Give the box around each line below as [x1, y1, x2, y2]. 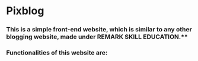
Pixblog [6, 4, 44, 18]
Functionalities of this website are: [6, 49, 108, 57]
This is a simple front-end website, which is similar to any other [6, 25, 193, 34]
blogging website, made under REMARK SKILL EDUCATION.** [6, 33, 188, 41]
